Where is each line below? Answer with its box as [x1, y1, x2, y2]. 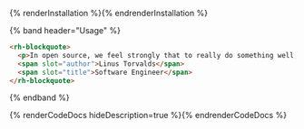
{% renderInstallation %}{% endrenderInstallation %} [9, 8, 209, 18]
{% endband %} [9, 92, 70, 103]
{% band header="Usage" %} [9, 25, 121, 35]
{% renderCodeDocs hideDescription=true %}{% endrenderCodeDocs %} [9, 110, 288, 121]
